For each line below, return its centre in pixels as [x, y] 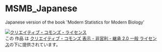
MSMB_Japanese [41, 9]
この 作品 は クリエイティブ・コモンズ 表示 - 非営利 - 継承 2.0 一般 [72, 38]
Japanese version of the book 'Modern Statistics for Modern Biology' [75, 22]
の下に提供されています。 [35, 44]
